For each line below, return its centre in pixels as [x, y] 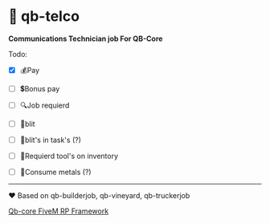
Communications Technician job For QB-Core [86, 39]
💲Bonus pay [40, 88]
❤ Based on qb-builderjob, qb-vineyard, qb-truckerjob [99, 196]
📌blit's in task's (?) [51, 140]
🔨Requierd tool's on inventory [69, 156]
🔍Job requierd [45, 105]
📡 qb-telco [44, 16]
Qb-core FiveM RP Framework [59, 211]
